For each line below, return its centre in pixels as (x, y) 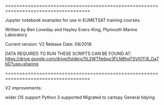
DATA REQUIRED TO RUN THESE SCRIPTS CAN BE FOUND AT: (69, 53)
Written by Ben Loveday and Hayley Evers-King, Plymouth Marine (71, 29)
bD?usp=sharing (22, 64)
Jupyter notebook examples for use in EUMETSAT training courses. (73, 20)
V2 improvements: (23, 88)
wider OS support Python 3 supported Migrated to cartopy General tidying (80, 97)
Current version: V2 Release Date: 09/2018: (49, 44)
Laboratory (16, 35)
